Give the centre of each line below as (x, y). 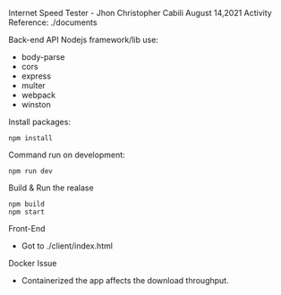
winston (36, 105)
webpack (38, 95)
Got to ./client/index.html (67, 246)
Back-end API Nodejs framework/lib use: (83, 40)
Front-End (27, 228)
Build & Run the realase (51, 188)
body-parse (43, 57)
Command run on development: (67, 155)
